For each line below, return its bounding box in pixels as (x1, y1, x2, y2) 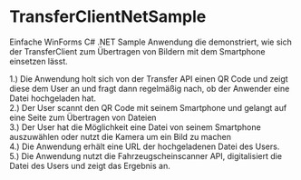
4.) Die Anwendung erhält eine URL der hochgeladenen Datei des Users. (9, 141, 280, 152)
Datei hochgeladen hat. (9, 93, 97, 104)
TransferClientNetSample (9, 6, 207, 27)
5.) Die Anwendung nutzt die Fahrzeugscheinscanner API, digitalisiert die (9, 150, 283, 161)
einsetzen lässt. (9, 55, 68, 66)
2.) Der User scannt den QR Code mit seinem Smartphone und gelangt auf (9, 102, 287, 113)
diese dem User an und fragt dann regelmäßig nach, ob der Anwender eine (9, 83, 290, 94)
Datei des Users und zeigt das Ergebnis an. (9, 160, 170, 171)
